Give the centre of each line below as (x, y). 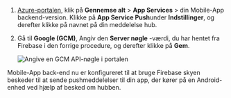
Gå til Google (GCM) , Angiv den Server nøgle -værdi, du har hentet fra (118, 38)
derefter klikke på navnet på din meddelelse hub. (87, 25)
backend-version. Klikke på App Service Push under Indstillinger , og (116, 17)
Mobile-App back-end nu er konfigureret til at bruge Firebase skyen (104, 73)
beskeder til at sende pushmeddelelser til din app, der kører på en (101, 80)
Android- (209, 80)
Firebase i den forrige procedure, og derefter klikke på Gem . (103, 46)
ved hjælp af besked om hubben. (74, 87)
